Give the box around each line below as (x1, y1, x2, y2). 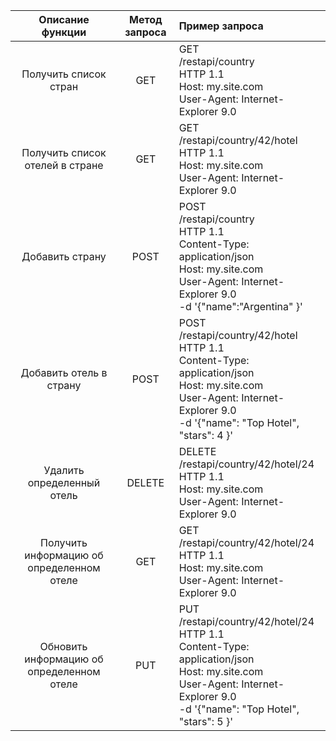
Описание (38, 13, 90, 26)
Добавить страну (21, 250, 107, 263)
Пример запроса (178, 19, 264, 33)
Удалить (43, 464, 85, 477)
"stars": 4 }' (178, 429, 234, 442)
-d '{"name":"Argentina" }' (178, 300, 303, 313)
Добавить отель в (20, 366, 108, 379)
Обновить (39, 640, 88, 653)
